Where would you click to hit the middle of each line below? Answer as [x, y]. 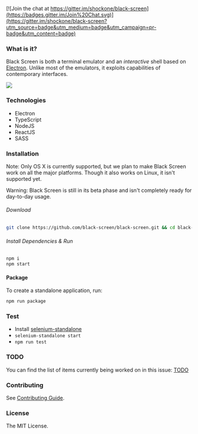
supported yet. [24, 178]
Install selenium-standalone [48, 329]
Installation [23, 154]
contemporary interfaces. [37, 74]
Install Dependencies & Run [40, 241]
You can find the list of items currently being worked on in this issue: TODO [97, 370]
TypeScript [28, 120]
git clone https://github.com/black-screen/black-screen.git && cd [91, 228]
